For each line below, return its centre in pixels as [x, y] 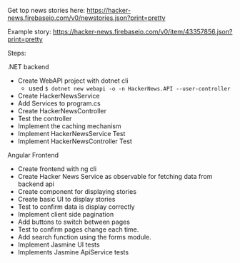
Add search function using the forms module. [84, 237]
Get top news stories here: [46, 10]
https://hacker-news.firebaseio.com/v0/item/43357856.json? [142, 32]
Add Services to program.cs [59, 103]
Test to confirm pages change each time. [78, 230]
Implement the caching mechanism [69, 126]
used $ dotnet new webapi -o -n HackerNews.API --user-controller [129, 88]
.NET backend [28, 67]
